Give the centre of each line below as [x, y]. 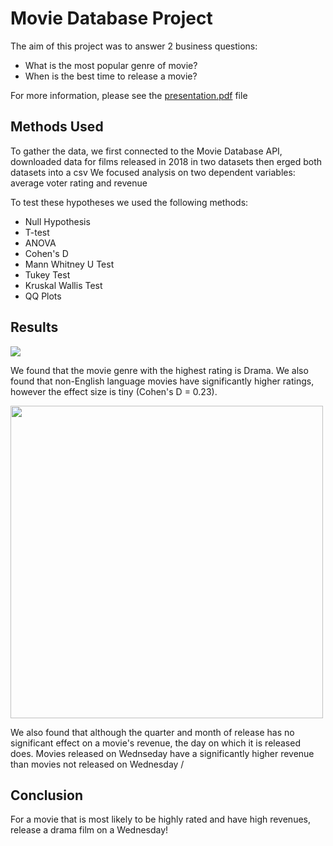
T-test [37, 232]
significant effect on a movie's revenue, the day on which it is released [155, 743]
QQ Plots [43, 296]
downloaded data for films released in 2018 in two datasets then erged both [166, 161]
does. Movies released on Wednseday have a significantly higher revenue [162, 753]
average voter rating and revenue [79, 183]
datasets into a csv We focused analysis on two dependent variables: [153, 172]
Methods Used [57, 127]
